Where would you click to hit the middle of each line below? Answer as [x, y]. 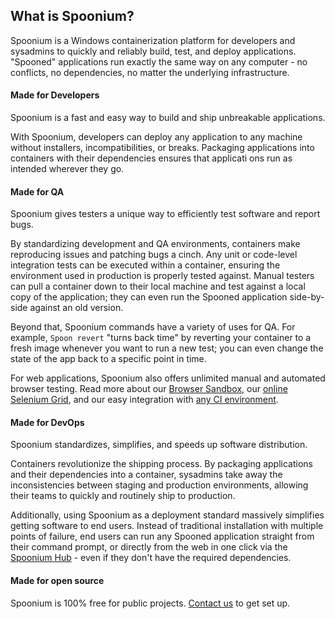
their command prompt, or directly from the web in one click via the [149, 547]
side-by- [307, 297]
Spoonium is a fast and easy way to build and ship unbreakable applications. [168, 118]
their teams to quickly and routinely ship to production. [123, 496]
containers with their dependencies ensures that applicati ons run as [151, 158]
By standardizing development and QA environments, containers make [155, 244]
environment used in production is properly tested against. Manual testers [162, 276]
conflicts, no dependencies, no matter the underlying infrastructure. [150, 72]
